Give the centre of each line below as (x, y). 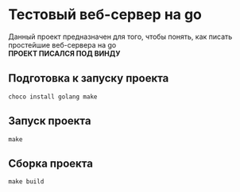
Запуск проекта (50, 121)
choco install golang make (53, 97)
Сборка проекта (51, 163)
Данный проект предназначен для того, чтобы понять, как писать (120, 36)
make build (26, 182)
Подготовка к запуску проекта (89, 78)
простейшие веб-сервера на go (62, 44)
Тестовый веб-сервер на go (105, 15)
